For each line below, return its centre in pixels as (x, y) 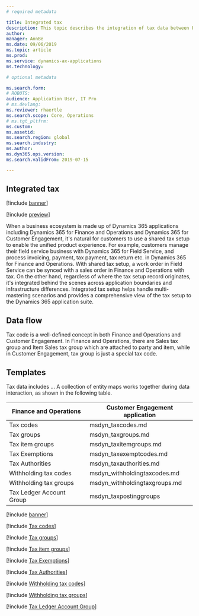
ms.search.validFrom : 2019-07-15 (47, 160)
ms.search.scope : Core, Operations (50, 115)
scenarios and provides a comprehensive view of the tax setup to (111, 296)
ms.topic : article (29, 50)
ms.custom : (20, 126)
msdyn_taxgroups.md (120, 435)
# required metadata (32, 12)
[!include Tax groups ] (32, 538)
